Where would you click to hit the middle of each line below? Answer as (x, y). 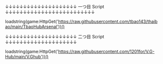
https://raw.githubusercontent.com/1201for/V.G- (106, 51)
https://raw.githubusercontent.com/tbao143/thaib (108, 21)
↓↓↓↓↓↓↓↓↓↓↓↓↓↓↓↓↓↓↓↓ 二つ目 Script (55, 37)
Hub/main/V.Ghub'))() (27, 56)
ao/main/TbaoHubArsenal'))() (35, 27)
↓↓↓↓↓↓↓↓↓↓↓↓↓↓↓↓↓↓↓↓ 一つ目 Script (55, 7)
